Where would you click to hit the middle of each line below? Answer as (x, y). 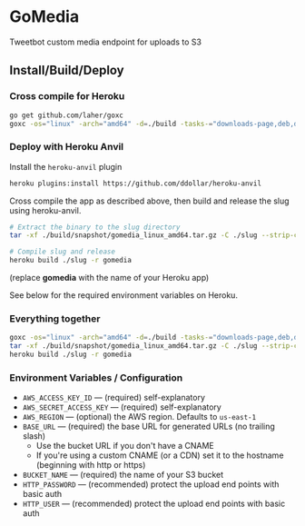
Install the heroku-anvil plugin (66, 166)
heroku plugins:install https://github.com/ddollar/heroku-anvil (135, 184)
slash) (34, 436)
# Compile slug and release (63, 252)
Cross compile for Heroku (67, 96)
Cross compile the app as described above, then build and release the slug (149, 201)
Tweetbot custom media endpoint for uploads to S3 (106, 42)
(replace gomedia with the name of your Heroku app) (109, 278)
